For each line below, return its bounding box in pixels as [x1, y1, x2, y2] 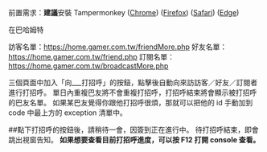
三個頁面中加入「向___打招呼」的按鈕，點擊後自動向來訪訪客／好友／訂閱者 [8, 78, 258, 87]
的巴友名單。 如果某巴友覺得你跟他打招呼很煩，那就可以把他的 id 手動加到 [8, 98, 253, 107]
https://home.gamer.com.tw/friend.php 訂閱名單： [8, 52, 175, 61]
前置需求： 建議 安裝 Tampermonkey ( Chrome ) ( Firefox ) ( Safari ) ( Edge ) [8, 8, 240, 17]
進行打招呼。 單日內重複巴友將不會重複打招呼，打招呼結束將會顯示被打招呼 [8, 88, 257, 97]
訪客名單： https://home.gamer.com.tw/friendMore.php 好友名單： [8, 42, 228, 51]
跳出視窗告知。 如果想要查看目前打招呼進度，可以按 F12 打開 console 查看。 [8, 135, 261, 144]
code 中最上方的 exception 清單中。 [8, 108, 127, 117]
